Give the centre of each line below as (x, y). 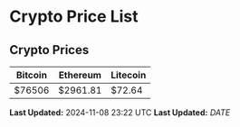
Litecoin (128, 75)
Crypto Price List (74, 17)
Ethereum (80, 75)
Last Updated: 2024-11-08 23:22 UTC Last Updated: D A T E (120, 113)
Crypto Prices (49, 50)
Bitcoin (32, 75)
